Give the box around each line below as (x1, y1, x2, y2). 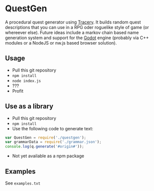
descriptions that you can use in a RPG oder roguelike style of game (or (5, 24, 149, 30)
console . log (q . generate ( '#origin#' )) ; (5, 144, 84, 149)
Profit (12, 88, 23, 94)
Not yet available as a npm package (12, 153, 85, 159)
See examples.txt (5, 180, 41, 186)
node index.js (12, 78, 41, 83)
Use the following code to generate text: (12, 125, 93, 131)
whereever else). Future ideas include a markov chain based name (5, 29, 139, 35)
